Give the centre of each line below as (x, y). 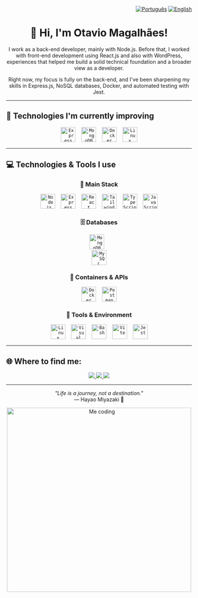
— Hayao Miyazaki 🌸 (99, 400)
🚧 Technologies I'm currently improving (80, 116)
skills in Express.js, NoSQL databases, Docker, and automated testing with (99, 86)
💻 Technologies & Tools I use (61, 165)
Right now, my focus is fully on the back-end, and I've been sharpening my (99, 79)
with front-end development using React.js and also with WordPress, (99, 55)
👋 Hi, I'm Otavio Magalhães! (99, 33)
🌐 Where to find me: (44, 361)
